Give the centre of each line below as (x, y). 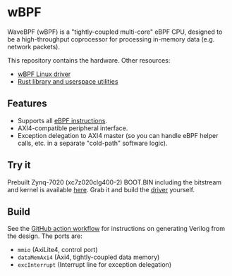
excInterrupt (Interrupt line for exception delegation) (94, 265)
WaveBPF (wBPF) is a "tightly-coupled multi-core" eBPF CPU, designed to (115, 32)
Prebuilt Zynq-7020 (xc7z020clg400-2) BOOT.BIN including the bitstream (115, 182)
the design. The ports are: (45, 236)
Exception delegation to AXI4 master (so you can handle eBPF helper (118, 135)
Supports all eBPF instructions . (62, 120)
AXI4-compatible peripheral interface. (73, 128)
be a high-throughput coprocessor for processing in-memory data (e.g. (111, 39)
